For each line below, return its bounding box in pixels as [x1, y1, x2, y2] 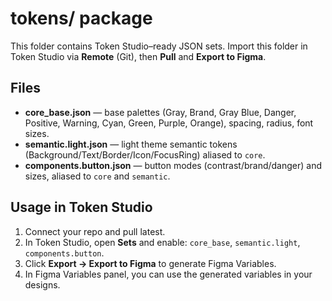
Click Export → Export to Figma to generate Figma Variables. [24, 257, 277, 269]
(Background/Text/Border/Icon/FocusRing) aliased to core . [24, 148, 266, 161]
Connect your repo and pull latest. [24, 225, 166, 237]
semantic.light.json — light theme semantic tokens [24, 138, 238, 150]
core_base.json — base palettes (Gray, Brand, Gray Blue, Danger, [24, 106, 297, 118]
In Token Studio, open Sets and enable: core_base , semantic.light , [24, 236, 301, 248]
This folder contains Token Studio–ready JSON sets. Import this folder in [10, 40, 308, 52]
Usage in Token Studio [10, 199, 153, 216]
